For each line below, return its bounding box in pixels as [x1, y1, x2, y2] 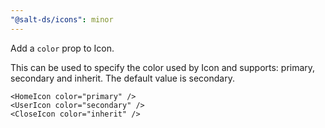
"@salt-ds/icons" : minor [10, 14, 114, 25]
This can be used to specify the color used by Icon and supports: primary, [10, 61, 316, 73]
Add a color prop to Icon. [10, 42, 115, 54]
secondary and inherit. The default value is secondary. [10, 72, 235, 84]
